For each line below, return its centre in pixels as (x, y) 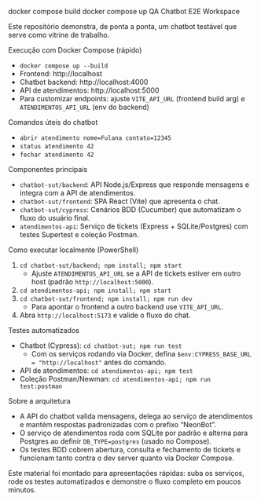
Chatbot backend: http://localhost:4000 (84, 82)
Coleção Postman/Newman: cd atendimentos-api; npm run (115, 379)
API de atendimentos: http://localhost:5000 (89, 90)
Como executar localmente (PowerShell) (74, 250)
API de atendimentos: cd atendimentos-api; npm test (106, 371)
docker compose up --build (64, 66)
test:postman (41, 386)
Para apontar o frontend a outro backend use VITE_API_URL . (127, 307)
